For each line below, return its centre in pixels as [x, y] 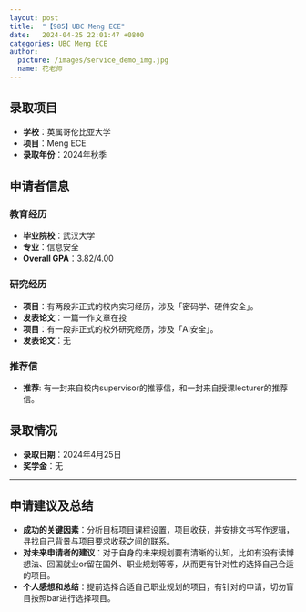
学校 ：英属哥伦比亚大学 [66, 131]
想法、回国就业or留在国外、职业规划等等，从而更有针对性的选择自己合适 [158, 564]
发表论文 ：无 [46, 340]
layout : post [34, 18]
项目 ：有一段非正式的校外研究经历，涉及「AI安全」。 [120, 328]
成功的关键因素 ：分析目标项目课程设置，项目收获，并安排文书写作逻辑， [158, 529]
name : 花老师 [40, 69]
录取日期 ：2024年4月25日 [72, 454]
